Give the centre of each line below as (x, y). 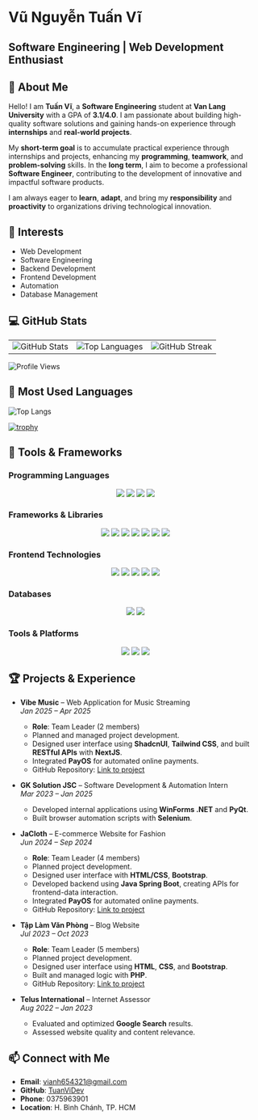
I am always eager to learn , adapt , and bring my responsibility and (120, 198)
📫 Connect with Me (59, 1058)
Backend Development (58, 269)
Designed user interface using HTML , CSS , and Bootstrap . (130, 966)
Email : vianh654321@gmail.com (73, 1082)
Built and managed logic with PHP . (89, 975)
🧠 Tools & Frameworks (65, 453)
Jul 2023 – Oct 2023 (54, 933)
